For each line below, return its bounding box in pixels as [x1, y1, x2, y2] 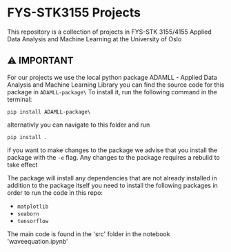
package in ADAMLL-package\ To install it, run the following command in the [7, 87, 217, 96]
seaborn [17, 210, 39, 218]
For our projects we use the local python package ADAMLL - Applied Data [7, 73, 217, 81]
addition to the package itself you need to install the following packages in [7, 181, 219, 189]
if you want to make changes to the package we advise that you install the [7, 146, 218, 154]
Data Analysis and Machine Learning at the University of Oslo [7, 34, 182, 43]
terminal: [7, 95, 32, 103]
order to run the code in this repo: [7, 188, 103, 197]
